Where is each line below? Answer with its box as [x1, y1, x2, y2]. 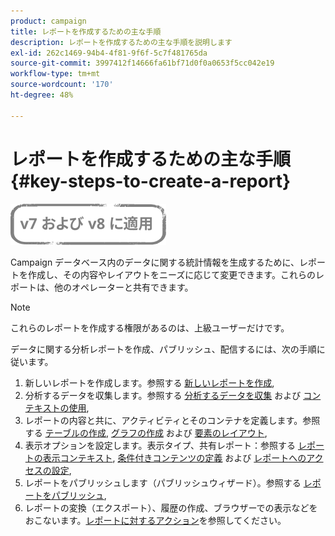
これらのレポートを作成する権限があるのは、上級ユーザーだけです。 [10, 321, 290, 334]
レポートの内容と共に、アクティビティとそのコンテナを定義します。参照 [24, 414, 321, 426]
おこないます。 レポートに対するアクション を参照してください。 [24, 514, 287, 526]
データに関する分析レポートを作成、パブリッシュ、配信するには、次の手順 [10, 343, 317, 355]
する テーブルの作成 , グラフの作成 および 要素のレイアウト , [24, 426, 268, 439]
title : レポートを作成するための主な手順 [10, 26, 162, 37]
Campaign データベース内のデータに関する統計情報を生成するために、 [10, 256, 300, 268]
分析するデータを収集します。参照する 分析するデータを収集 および [24, 389, 302, 401]
